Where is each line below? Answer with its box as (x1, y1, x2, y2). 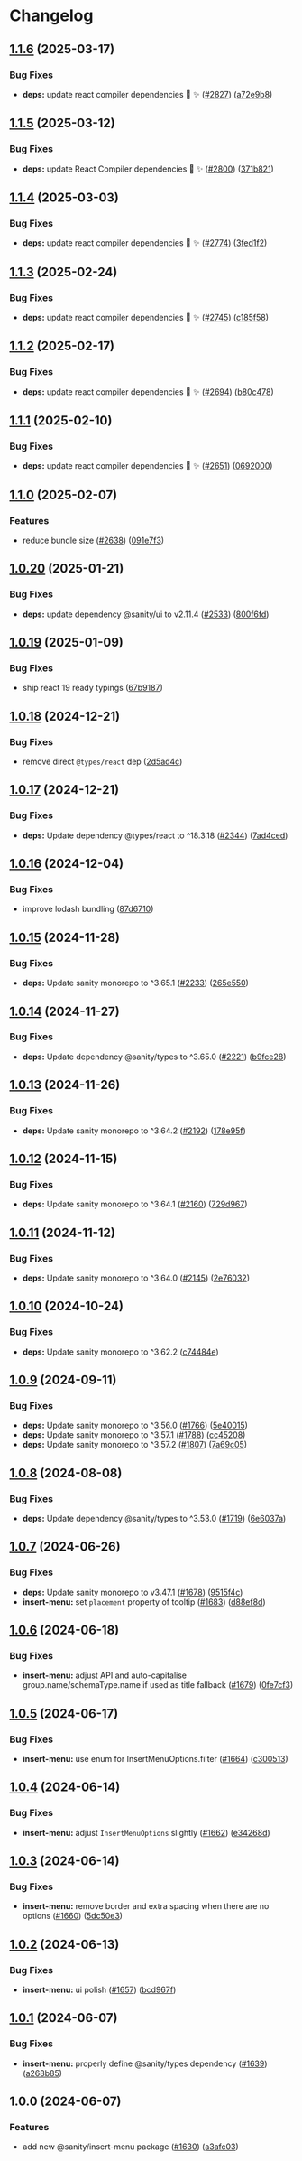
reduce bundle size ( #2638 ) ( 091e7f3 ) (22, 535, 165, 545)
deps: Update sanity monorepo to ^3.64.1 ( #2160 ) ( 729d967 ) (22, 1198, 248, 1210)
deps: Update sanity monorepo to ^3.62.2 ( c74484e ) (22, 1346, 219, 1357)
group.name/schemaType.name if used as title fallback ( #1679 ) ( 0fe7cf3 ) (22, 1680, 294, 1691)
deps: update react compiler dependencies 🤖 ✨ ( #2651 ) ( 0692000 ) (22, 461, 273, 471)
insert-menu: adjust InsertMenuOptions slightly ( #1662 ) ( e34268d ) (22, 1827, 270, 1838)
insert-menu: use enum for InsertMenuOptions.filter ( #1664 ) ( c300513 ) (22, 1754, 288, 1764)
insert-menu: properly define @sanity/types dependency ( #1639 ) (22, 2058, 268, 2069)
